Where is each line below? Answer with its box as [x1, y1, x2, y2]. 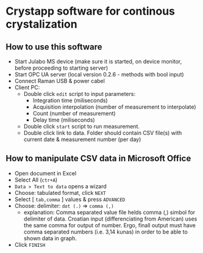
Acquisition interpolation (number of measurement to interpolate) [32, 103, 196, 111]
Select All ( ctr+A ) [14, 176, 58, 183]
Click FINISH [14, 241, 46, 248]
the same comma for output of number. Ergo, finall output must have [23, 221, 196, 229]
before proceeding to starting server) [14, 64, 109, 71]
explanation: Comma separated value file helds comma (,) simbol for [23, 208, 196, 216]
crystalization [5, 17, 77, 31]
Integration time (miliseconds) [32, 97, 108, 104]
